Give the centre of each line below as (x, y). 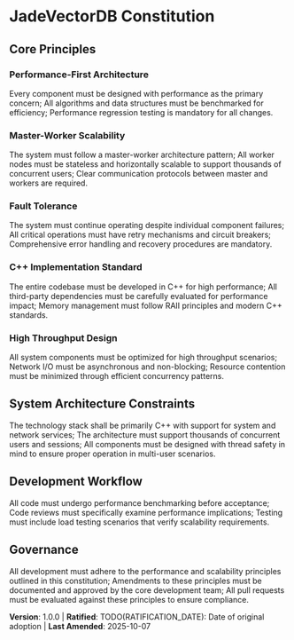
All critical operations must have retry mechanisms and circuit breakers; (140, 235)
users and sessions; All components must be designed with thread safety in (147, 444)
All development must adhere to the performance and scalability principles (145, 571)
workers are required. (49, 183)
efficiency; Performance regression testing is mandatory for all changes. (141, 112)
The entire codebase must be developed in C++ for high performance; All (143, 287)
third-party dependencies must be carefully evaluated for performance (139, 296)
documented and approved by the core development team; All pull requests (147, 590)
